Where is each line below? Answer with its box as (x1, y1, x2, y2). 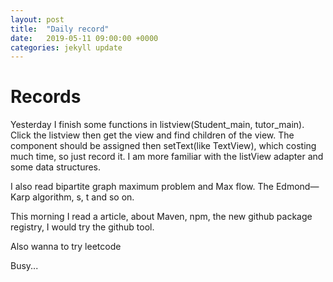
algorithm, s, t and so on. (32, 191, 135, 203)
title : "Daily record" (10, 24, 110, 34)
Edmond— (275, 181, 320, 193)
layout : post (10, 14, 65, 25)
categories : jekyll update (10, 42, 123, 53)
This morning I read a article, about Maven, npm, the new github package (10, 211, 313, 223)
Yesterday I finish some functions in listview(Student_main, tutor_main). (10, 119, 305, 131)
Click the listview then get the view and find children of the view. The (10, 129, 295, 141)
